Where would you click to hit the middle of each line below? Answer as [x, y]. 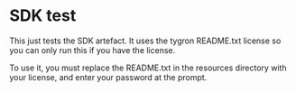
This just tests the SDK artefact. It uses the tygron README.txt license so [145, 41]
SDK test [43, 16]
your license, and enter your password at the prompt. [108, 77]
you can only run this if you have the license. [92, 50]
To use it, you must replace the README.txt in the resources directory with [148, 68]
